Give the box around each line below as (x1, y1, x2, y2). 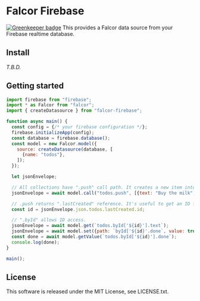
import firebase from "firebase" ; (6, 97, 92, 103)
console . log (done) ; (11, 239, 60, 245)
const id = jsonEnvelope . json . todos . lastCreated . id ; (11, 206, 145, 213)
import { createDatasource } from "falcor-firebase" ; (6, 107, 143, 114)
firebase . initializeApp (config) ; (11, 130, 95, 136)
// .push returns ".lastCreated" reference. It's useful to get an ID (11, 201, 190, 207)
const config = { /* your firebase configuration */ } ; (11, 124, 148, 130)
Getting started (6, 81, 64, 91)
